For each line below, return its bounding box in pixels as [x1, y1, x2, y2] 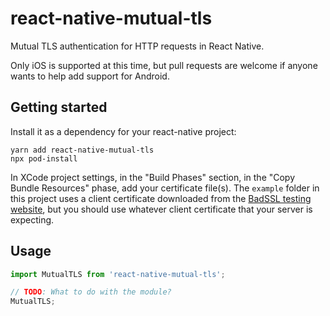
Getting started [10, 99, 108, 116]
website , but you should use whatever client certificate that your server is [10, 203, 313, 215]
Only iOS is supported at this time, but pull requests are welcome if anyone [10, 59, 318, 71]
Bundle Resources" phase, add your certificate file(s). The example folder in [10, 182, 320, 194]
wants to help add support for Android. [10, 70, 170, 82]
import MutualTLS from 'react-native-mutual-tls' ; [10, 269, 226, 279]
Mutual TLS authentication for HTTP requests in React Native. [10, 40, 265, 52]
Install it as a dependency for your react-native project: [10, 125, 237, 137]
